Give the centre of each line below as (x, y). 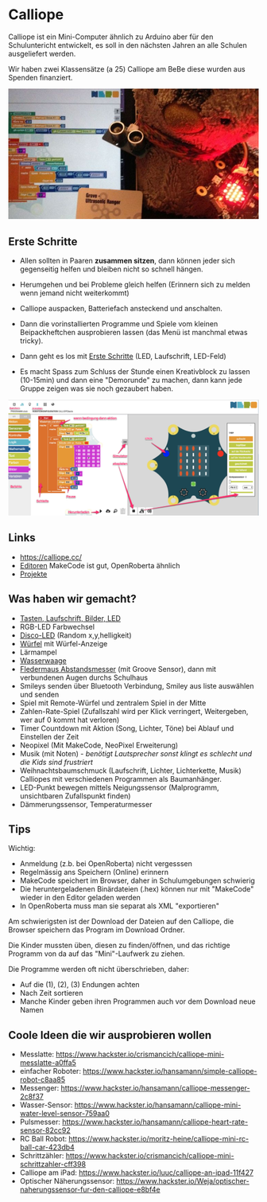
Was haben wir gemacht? (72, 599)
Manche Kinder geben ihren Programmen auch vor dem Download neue (137, 1001)
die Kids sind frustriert (56, 762)
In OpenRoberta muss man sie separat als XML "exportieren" (120, 906)
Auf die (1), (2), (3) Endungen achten (80, 985)
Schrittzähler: (42, 1156)
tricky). (31, 341)
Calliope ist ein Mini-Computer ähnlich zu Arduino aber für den (111, 37)
